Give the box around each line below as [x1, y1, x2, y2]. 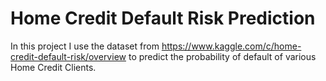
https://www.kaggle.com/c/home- [161, 40, 302, 52]
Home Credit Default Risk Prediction [10, 7, 316, 30]
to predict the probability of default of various [128, 50, 317, 62]
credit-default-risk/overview [10, 50, 127, 62]
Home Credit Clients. [10, 61, 97, 73]
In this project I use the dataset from [10, 40, 160, 52]
